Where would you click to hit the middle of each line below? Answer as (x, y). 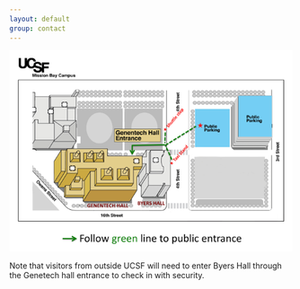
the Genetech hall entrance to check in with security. (107, 275)
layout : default (40, 19)
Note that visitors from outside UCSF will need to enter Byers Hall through (146, 266)
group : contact (38, 28)
